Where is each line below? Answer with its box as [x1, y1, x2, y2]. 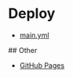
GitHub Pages [19, 60, 65, 70]
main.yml [19, 30, 49, 40]
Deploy [8, 5, 56, 23]
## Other [8, 45, 38, 55]
